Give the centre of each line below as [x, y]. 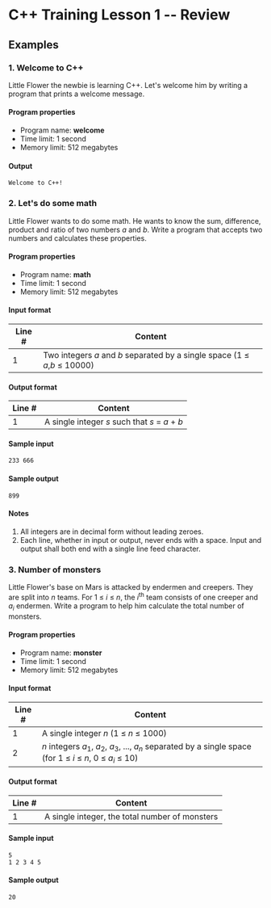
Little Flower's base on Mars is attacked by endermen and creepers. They [131, 587]
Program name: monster [61, 653]
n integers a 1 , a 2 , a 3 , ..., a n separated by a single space [146, 747]
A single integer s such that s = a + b [113, 422]
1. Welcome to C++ [46, 68]
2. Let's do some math [53, 204]
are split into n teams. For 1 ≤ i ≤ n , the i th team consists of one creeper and [133, 597]
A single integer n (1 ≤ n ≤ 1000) [104, 733]
